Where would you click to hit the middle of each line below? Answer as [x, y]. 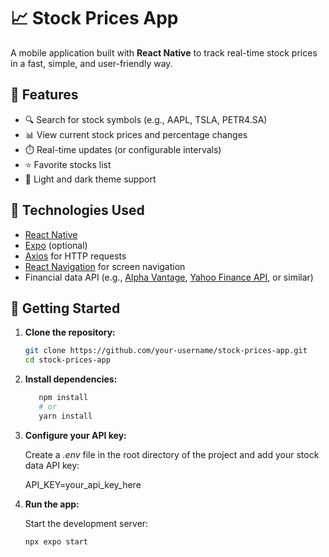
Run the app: [52, 504]
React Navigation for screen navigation [105, 266]
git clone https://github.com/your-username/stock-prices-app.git [166, 351]
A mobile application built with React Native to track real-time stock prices [164, 52]
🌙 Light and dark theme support [90, 179]
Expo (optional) [56, 245]
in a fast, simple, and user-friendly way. [91, 63]
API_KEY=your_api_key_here [83, 484]
